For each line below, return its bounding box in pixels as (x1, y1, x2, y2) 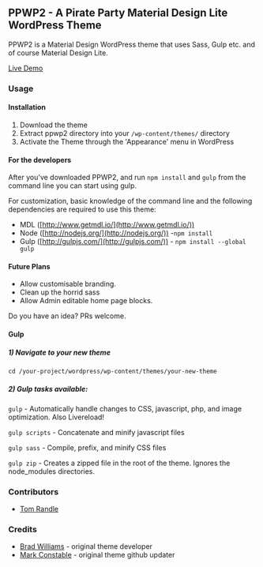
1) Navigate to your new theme (8, 347, 111, 357)
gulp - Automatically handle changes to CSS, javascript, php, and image (8, 404, 242, 413)
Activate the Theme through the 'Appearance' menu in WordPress (19, 137, 235, 146)
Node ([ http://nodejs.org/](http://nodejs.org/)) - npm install (19, 228, 213, 238)
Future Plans (8, 261, 51, 271)
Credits (8, 524, 37, 535)
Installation (8, 103, 46, 112)
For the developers (8, 155, 72, 164)
